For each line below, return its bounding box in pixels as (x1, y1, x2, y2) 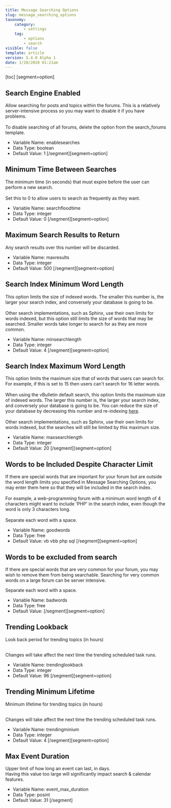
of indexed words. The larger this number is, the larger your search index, (5, 397, 160, 403)
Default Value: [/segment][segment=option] (12, 608, 105, 614)
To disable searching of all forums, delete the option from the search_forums (5, 124, 166, 131)
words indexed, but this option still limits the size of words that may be (5, 315, 153, 322)
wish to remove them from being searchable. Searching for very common (5, 571, 159, 578)
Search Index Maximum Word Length (5, 362, 126, 370)
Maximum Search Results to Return (5, 231, 120, 240)
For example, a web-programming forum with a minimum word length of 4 (5, 495, 161, 502)
